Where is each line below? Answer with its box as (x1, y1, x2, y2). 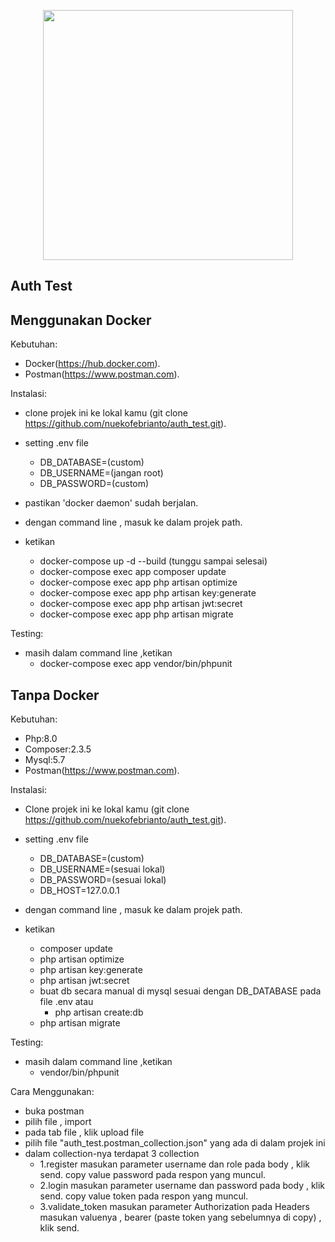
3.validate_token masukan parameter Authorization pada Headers (39, 1201, 310, 1213)
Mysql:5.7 (24, 754, 66, 766)
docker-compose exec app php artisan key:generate (39, 587, 257, 599)
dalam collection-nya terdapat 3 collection (24, 1148, 200, 1160)
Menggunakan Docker (10, 311, 152, 329)
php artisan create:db (54, 1006, 144, 1019)
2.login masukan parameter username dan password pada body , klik (39, 1180, 326, 1192)
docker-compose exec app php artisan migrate (39, 608, 234, 620)
